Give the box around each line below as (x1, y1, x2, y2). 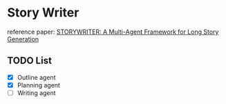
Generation (7, 34, 39, 43)
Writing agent (17, 88, 57, 97)
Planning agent (17, 81, 61, 89)
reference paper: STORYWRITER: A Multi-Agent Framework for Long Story (7, 28, 219, 36)
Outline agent (17, 73, 56, 81)
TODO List (7, 55, 52, 67)
